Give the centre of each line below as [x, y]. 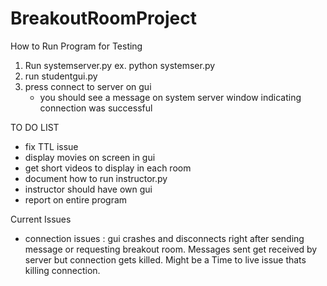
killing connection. [62, 270]
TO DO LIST [35, 127]
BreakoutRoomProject [103, 18]
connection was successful [96, 108]
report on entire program [76, 199]
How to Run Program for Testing [76, 46]
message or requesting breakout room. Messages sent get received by [171, 249]
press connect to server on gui [88, 86]
